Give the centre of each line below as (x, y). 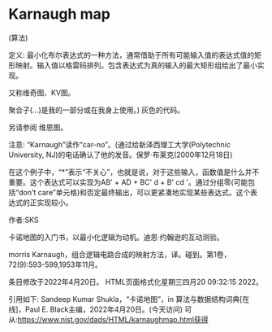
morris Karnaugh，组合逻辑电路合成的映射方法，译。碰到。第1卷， (120, 254)
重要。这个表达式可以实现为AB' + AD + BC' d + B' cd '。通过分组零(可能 (128, 182)
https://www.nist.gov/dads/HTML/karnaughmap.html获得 (113, 319)
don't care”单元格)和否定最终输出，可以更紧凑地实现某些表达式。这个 (135, 192)
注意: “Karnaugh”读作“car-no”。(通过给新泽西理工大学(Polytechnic (120, 144)
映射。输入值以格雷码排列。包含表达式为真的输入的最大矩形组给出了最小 (136, 65)
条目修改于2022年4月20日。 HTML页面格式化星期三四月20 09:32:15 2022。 (136, 282)
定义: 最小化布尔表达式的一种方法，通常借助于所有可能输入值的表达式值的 (131, 55)
